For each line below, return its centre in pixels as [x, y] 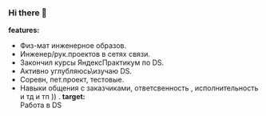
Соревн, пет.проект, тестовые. [72, 80]
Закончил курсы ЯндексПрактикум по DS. [92, 62]
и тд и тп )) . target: [52, 97]
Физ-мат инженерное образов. [73, 46]
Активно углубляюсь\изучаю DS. [76, 71]
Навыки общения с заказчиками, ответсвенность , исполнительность [139, 88]
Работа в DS [41, 105]
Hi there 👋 [28, 13]
